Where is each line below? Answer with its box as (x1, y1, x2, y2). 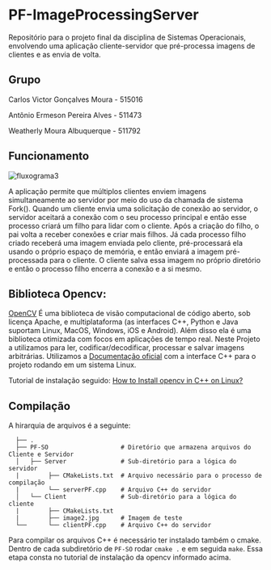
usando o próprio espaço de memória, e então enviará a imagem (8, 247, 224, 256)
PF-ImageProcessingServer (8, 6, 200, 24)
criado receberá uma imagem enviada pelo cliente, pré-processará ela (8, 238, 243, 247)
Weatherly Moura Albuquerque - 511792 (8, 125, 142, 135)
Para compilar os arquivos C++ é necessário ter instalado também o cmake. (8, 535, 261, 545)
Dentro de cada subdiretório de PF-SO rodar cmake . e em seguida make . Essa (8, 544, 263, 554)
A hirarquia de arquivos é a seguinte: (8, 420, 131, 430)
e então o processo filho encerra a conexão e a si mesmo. (8, 264, 202, 273)
